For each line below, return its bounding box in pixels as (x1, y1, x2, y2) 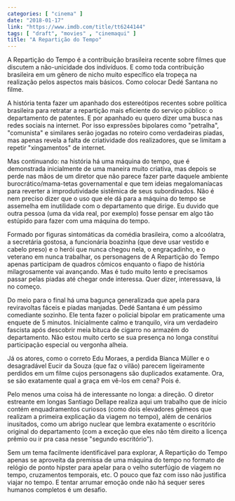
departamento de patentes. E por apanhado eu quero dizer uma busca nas (7, 114, 223, 123)
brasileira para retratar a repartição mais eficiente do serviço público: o (7, 107, 213, 115)
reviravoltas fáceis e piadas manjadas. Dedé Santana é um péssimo (7, 303, 203, 312)
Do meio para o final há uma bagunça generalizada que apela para (7, 296, 200, 305)
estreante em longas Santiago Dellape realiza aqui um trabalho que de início (7, 397, 227, 406)
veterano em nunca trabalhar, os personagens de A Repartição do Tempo (7, 253, 220, 261)
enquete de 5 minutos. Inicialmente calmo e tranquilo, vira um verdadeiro (7, 318, 219, 327)
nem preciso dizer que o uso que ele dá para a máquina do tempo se (7, 194, 206, 203)
